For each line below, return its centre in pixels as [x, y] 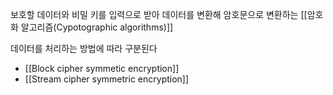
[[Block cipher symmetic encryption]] [102, 68]
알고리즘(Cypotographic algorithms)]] [97, 27]
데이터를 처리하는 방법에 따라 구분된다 [84, 48]
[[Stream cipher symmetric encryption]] [107, 79]
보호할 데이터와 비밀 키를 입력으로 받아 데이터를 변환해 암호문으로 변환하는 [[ [159, 14]
